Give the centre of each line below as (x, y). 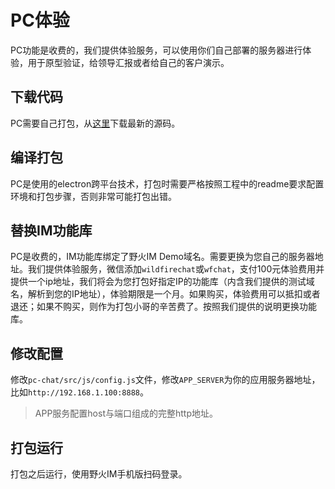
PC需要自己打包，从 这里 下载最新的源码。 (95, 123)
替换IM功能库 (51, 230)
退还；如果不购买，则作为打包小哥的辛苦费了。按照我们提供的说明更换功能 (163, 307)
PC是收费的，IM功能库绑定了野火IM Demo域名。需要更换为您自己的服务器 (162, 257)
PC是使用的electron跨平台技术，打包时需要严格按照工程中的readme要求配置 (167, 183)
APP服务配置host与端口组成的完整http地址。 (126, 413)
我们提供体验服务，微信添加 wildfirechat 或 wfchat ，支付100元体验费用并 (176, 269)
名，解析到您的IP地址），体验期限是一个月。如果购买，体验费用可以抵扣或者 (165, 294)
